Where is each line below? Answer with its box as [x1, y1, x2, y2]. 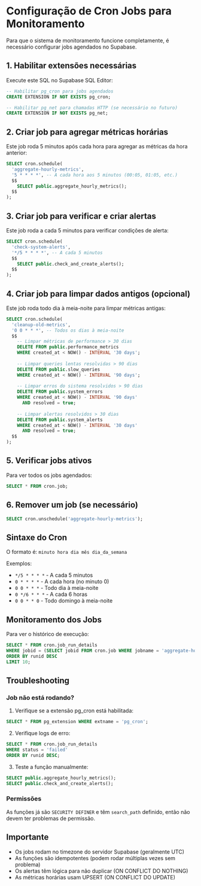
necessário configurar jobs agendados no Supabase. [6, 43, 137, 50]
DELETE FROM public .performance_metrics [17, 344, 119, 350]
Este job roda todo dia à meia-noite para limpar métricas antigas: [6, 305, 166, 312]
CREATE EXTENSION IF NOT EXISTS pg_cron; [6, 94, 111, 100]
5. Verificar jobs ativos [6, 455, 92, 466]
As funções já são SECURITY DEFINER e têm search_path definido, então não [6, 808, 190, 815]
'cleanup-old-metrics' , [11, 321, 71, 328]
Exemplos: [6, 560, 32, 567]
